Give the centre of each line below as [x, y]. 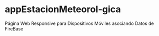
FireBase [14, 28]
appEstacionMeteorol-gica [63, 9]
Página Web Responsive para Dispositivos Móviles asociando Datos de [79, 23]
